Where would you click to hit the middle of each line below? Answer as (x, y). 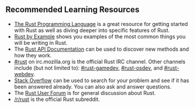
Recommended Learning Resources (72, 10)
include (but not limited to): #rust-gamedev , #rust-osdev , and (88, 68)
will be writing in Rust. (41, 42)
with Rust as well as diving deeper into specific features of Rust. (92, 30)
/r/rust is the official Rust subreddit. (57, 99)
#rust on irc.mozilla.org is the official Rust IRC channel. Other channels (100, 61)
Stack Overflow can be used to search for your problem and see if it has (102, 80)
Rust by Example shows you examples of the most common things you (100, 36)
